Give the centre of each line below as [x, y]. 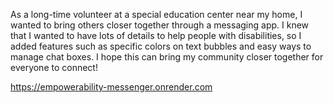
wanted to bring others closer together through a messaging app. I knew [160, 25]
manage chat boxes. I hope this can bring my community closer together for [167, 57]
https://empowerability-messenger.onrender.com [111, 87]
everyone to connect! [54, 67]
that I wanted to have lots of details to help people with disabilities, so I [156, 35]
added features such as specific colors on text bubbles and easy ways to [161, 46]
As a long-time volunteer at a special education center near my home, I [156, 14]
